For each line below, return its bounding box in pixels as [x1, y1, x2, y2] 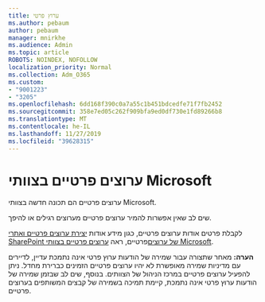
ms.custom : [8, 78, 45, 86]
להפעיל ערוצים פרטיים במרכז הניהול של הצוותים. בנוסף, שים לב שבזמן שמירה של [8, 269, 251, 279]
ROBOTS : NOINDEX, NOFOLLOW [8, 56, 98, 64]
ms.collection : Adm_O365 [8, 71, 91, 79]
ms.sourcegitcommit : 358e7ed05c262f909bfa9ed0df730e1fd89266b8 [8, 108, 223, 116]
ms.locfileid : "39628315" [8, 137, 94, 145]
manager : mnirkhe [8, 33, 66, 42]
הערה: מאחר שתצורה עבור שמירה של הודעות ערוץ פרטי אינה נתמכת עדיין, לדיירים [8, 252, 255, 262]
